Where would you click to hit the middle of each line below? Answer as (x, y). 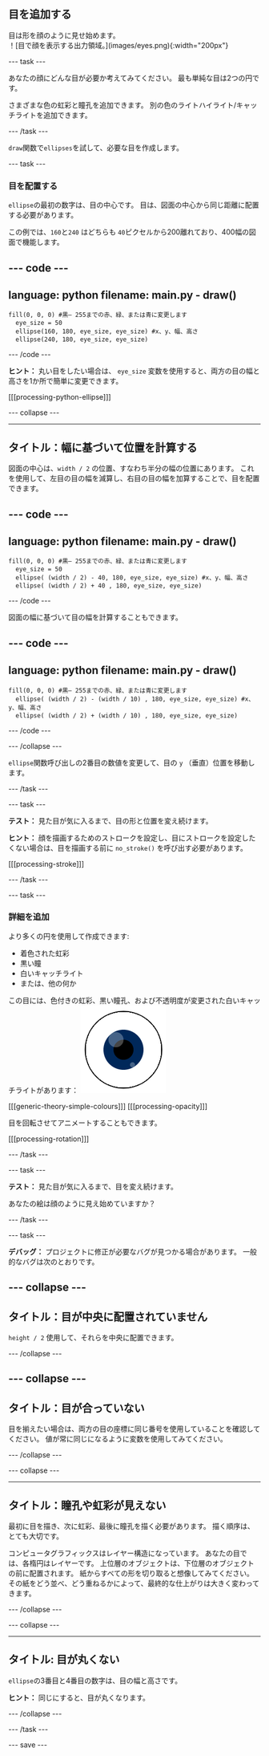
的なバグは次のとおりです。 (54, 1262)
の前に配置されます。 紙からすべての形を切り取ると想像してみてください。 (131, 1573)
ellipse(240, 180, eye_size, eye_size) (82, 339)
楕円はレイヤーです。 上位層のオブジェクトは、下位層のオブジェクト (142, 1563)
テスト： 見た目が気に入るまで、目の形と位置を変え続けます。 (110, 820)
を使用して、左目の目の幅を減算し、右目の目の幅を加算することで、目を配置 (134, 478)
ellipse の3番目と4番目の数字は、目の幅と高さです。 (95, 1681)
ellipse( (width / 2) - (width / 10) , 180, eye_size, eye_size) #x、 (135, 699)
